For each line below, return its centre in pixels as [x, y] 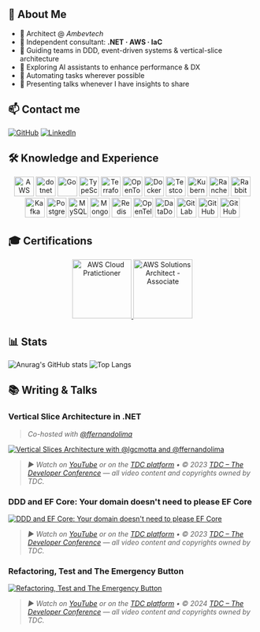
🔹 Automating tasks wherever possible [82, 75]
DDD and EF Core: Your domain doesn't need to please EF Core [130, 501]
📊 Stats [28, 342]
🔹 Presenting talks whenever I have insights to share [104, 84]
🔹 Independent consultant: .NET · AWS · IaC [91, 42]
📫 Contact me [44, 110]
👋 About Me [37, 15]
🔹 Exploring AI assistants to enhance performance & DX [110, 67]
